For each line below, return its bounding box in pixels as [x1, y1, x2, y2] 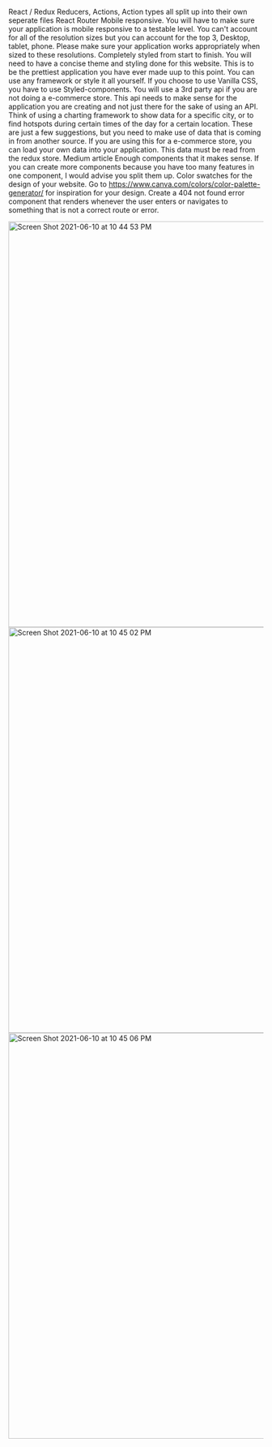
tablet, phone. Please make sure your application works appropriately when [8, 41, 261, 51]
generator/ [8, 188, 44, 197]
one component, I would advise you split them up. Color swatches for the [8, 170, 253, 180]
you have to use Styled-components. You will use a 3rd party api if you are [8, 84, 257, 94]
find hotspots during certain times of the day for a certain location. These [8, 119, 253, 128]
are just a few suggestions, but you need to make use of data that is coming [8, 127, 261, 137]
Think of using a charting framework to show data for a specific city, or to [8, 110, 254, 120]
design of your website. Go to [8, 179, 108, 189]
